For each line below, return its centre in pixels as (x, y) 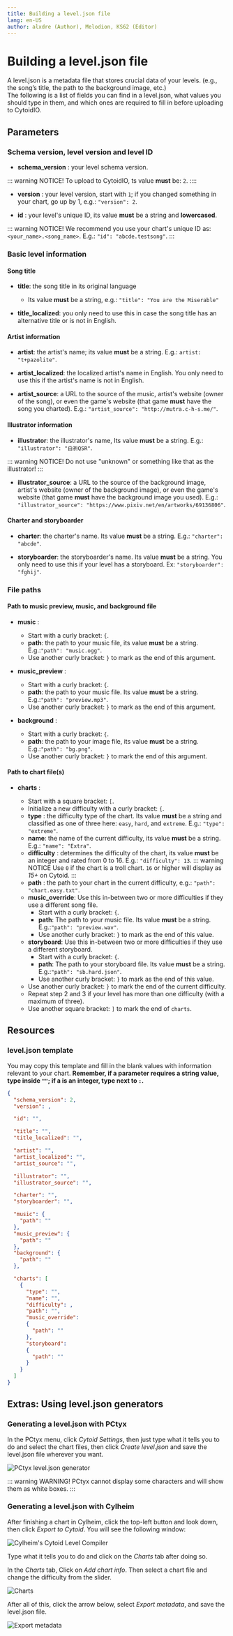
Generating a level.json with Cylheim (71, 1506)
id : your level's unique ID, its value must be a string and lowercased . (117, 215)
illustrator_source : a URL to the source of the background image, (112, 482)
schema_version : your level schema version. (83, 167)
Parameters (33, 132)
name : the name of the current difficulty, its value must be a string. (124, 839)
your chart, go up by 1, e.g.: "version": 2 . (77, 202)
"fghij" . (29, 571)
